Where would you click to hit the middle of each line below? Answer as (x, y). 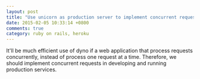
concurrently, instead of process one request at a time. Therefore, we (91, 57)
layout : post (22, 12)
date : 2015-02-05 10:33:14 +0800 (48, 23)
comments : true (25, 28)
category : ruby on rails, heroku (48, 34)
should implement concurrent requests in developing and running (86, 64)
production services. (32, 69)
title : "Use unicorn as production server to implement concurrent (92, 17)
